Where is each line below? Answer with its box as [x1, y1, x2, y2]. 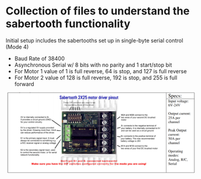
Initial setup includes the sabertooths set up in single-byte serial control [5, 37, 184, 44]
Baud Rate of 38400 [14, 55, 65, 62]
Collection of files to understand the [5, 4, 190, 18]
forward [14, 80, 34, 88]
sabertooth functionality [5, 17, 131, 31]
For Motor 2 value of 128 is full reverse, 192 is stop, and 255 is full [14, 74, 178, 81]
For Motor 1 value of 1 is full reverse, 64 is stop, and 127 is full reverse [14, 67, 187, 74]
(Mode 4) [5, 43, 29, 50]
